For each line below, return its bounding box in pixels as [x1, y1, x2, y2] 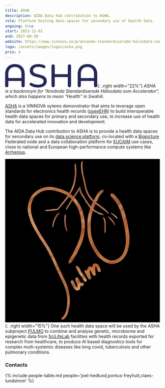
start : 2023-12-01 [5, 29, 43, 34]
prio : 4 [5, 49, 21, 54]
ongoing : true [5, 24, 34, 29]
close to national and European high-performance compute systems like [5, 143, 151, 150]
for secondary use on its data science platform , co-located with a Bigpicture [5, 133, 160, 139]
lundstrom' [5, 378, 27, 384]
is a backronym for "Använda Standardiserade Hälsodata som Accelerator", [5, 88, 160, 94]
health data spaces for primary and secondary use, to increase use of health [5, 113, 161, 119]
